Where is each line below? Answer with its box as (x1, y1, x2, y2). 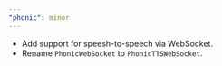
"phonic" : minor (8, 13, 70, 23)
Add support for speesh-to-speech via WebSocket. (21, 38, 214, 49)
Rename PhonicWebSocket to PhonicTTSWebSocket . (21, 47, 203, 59)
